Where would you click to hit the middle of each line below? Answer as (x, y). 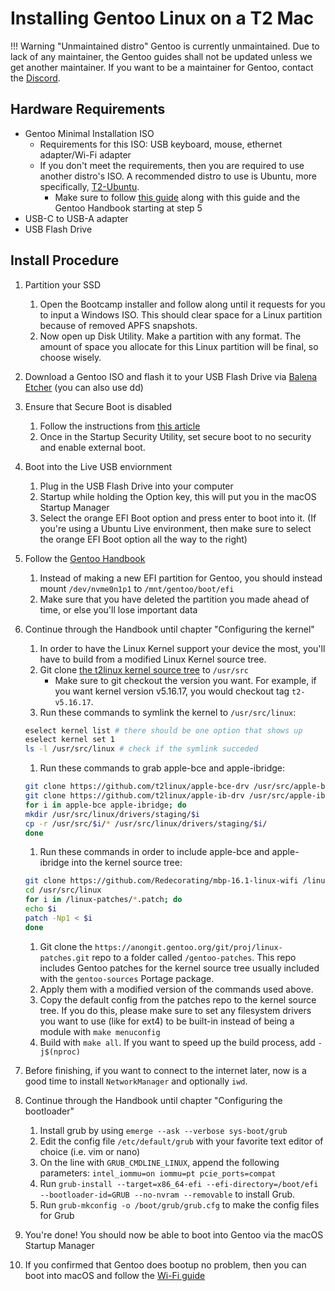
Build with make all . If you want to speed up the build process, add (177, 1042)
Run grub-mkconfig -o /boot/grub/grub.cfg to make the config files (179, 1204)
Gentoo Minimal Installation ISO (89, 133)
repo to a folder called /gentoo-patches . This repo (194, 957)
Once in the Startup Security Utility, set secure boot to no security (175, 436)
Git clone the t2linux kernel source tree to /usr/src (144, 669)
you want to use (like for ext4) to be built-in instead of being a (167, 1021)
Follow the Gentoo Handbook (85, 558)
